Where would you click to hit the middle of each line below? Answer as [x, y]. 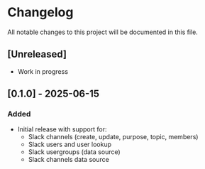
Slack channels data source [69, 160]
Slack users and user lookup [70, 145]
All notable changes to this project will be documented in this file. [103, 32]
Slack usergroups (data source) [74, 152]
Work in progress [43, 71]
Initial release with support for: [62, 129]
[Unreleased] [37, 54]
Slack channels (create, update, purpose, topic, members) [113, 137]
